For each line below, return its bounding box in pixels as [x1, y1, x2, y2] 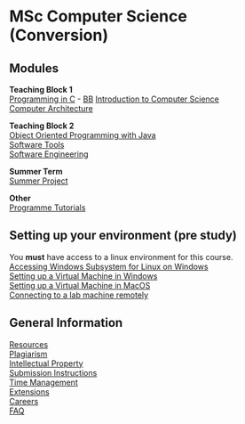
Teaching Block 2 [9, 120, 75, 131]
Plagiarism [9, 348, 48, 359]
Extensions [9, 386, 51, 397]
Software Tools [9, 140, 65, 150]
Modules [9, 61, 59, 76]
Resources [9, 338, 49, 349]
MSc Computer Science [9, 6, 188, 27]
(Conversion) [9, 25, 109, 45]
